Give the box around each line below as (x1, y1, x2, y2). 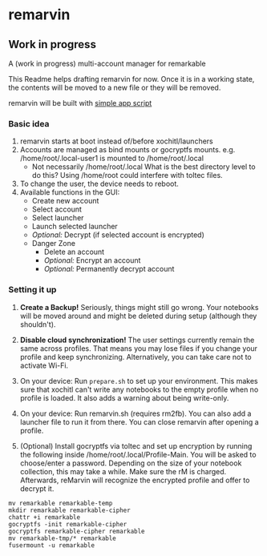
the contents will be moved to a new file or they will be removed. (8, 83, 221, 92)
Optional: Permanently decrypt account (43, 264, 175, 274)
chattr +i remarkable (8, 513, 81, 522)
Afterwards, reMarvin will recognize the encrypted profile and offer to (19, 475, 250, 485)
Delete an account (43, 247, 105, 257)
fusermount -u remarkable (8, 541, 95, 550)
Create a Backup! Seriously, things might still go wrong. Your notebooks (19, 302, 259, 312)
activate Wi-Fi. (19, 361, 69, 370)
